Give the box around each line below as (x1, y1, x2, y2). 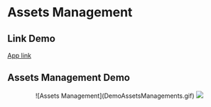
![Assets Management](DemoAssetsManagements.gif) (35, 91, 195, 100)
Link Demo (7, 33, 55, 45)
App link (7, 51, 32, 60)
